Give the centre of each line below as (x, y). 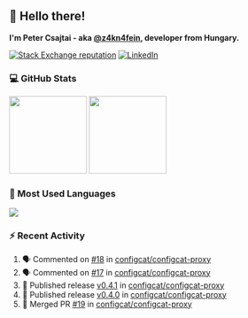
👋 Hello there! (47, 16)
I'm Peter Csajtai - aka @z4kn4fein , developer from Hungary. (124, 37)
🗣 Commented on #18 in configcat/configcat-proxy (116, 259)
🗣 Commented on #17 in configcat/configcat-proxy (116, 272)
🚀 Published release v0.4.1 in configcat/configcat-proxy (123, 285)
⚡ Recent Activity (47, 236)
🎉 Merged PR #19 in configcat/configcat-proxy (107, 304)
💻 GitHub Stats (43, 78)
